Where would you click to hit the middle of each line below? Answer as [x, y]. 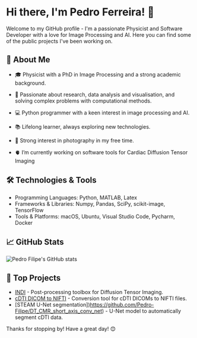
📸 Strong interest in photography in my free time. [74, 140]
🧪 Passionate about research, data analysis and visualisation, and [95, 94]
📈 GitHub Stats [35, 242]
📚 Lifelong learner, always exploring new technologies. [82, 126]
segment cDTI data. [39, 317]
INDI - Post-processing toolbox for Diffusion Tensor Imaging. [89, 292]
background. [30, 83]
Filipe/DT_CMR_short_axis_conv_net [58, 311]
